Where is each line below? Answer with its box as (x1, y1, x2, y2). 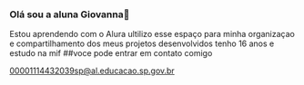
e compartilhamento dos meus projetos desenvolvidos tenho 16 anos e (9, 38, 275, 49)
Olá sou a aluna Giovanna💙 (9, 8, 130, 21)
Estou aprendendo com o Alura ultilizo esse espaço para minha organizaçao (9, 29, 296, 40)
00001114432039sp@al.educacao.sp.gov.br (9, 65, 175, 76)
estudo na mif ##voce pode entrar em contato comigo (9, 48, 213, 59)
